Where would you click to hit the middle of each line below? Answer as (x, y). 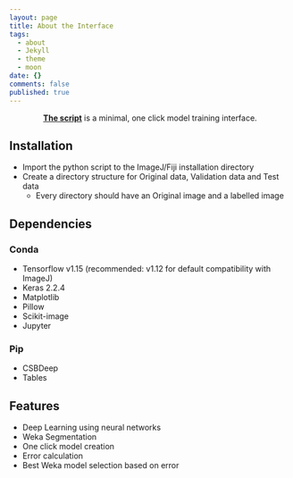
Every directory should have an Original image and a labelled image (159, 196)
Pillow (33, 306)
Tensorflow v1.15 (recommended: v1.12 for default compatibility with (146, 268)
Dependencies (50, 224)
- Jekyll (33, 51)
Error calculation (52, 456)
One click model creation (68, 447)
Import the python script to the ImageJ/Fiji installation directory (138, 167)
